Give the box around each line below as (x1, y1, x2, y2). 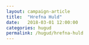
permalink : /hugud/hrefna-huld (6, 30, 84, 36)
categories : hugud (6, 25, 52, 31)
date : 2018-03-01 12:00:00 (6, 19, 78, 25)
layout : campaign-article (6, 8, 70, 15)
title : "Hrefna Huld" (6, 14, 62, 20)
